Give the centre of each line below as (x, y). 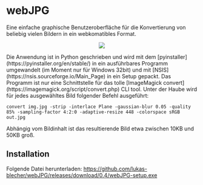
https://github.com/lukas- (115, 169)
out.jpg (16, 117)
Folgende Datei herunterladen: (44, 169)
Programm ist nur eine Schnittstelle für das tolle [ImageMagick (84, 82)
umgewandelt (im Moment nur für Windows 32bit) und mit (79, 70)
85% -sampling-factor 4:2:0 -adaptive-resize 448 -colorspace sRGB (93, 112)
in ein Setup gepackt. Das (139, 76)
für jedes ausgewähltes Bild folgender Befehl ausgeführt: (78, 95)
